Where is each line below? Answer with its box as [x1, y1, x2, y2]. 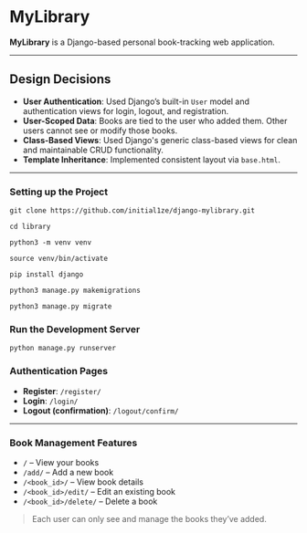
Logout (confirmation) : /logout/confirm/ [22, 404, 179, 416]
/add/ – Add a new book [22, 466, 114, 477]
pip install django [9, 270, 84, 279]
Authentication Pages [9, 365, 108, 378]
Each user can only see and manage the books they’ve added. [31, 513, 267, 524]
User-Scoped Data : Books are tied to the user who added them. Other [22, 115, 288, 126]
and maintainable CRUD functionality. [22, 144, 164, 155]
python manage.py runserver [9, 344, 117, 353]
